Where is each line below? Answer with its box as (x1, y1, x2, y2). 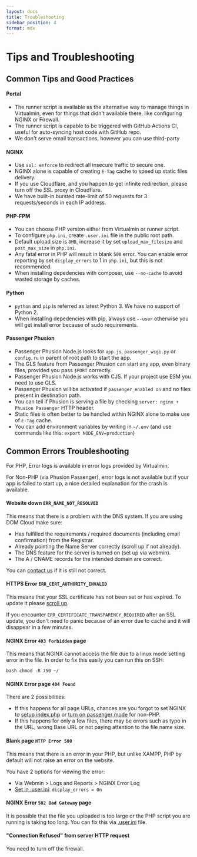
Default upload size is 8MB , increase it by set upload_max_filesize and (14, 238, 183, 245)
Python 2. (14, 308, 38, 316)
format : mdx (6, 25, 35, 31)
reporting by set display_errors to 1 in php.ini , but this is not (14, 257, 163, 264)
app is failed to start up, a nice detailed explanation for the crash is (6, 480, 168, 487)
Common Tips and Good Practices (6, 74, 134, 84)
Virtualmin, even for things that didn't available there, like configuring (14, 110, 182, 117)
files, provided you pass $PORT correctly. (14, 366, 112, 373)
